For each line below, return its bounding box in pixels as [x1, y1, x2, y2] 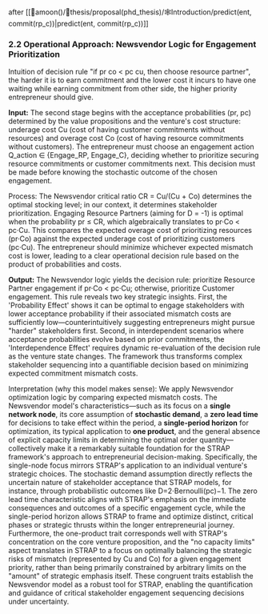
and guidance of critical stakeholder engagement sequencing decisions [8, 588, 245, 598]
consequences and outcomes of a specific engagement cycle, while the [8, 504, 246, 513]
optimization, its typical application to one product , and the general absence [8, 427, 261, 436]
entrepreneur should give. [8, 92, 94, 102]
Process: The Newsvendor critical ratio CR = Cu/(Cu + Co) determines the [8, 191, 252, 201]
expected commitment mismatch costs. [8, 368, 138, 379]
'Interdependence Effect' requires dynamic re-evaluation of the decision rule [8, 343, 261, 353]
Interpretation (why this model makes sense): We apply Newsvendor [8, 384, 234, 394]
